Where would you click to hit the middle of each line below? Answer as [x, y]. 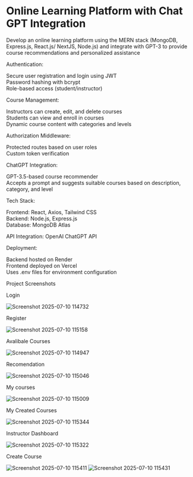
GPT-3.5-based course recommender [52, 176]
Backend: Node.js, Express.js [42, 218]
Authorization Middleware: [39, 136]
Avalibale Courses [28, 341]
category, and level [30, 189]
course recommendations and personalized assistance [73, 52]
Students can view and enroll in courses [55, 118]
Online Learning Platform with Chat [94, 11]
